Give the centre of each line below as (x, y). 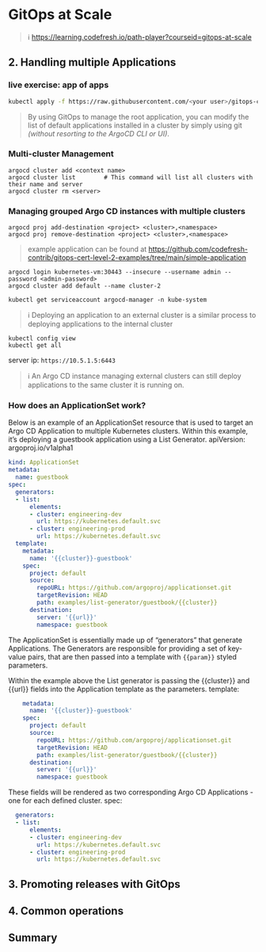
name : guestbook (42, 477)
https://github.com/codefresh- (198, 249)
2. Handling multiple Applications (92, 62)
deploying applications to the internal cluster (100, 324)
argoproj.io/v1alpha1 (41, 448)
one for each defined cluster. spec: (65, 801)
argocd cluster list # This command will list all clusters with (131, 177)
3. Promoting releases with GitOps (94, 884)
